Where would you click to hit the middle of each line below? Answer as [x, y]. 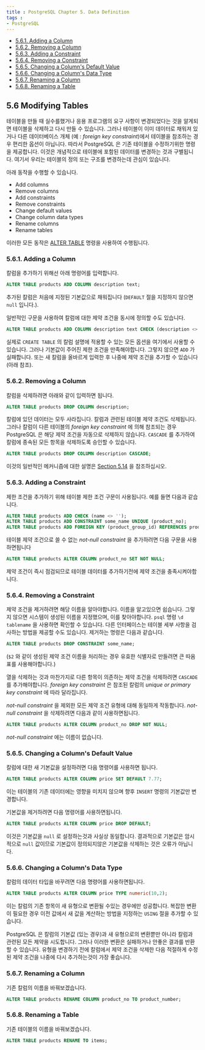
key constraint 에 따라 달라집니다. [47, 692]
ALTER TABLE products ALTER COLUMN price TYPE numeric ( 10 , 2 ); [87, 894]
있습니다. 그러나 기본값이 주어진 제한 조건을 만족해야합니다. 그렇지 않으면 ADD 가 [101, 350]
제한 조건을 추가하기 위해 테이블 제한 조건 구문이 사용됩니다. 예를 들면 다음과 [97, 497]
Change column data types [49, 217]
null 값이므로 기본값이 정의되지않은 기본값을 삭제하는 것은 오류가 [99, 844]
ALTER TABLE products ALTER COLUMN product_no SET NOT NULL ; [86, 559]
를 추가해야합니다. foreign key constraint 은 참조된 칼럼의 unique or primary [99, 685]
